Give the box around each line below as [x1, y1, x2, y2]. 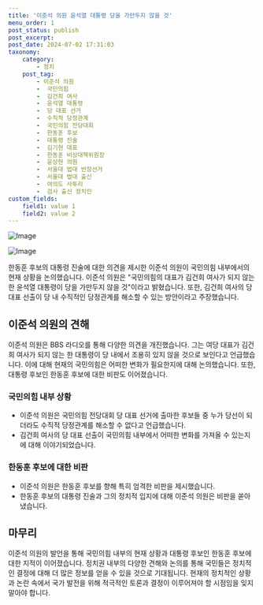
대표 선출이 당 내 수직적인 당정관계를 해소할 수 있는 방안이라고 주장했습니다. [8, 293, 239, 302]
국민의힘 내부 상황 [8, 391, 72, 402]
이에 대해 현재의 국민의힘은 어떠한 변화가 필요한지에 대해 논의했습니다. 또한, [24, 360, 256, 369]
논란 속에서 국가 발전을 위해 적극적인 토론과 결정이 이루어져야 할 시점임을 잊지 [16, 578, 254, 588]
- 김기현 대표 [36, 144, 78, 151]
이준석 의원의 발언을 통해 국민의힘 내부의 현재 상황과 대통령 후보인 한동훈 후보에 [8, 549, 252, 558]
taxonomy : [8, 48, 41, 56]
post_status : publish [8, 26, 80, 34]
